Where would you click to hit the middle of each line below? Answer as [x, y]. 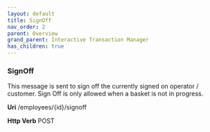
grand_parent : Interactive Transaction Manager [78, 40]
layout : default [31, 14]
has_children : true [36, 46]
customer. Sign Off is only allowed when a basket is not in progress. [105, 94]
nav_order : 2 [26, 27]
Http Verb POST [31, 121]
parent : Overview [33, 33]
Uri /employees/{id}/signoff [47, 107]
